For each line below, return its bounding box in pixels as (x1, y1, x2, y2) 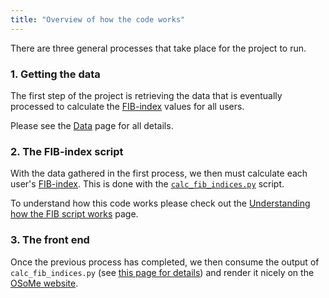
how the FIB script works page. (10, 208, 139, 220)
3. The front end (10, 233, 90, 247)
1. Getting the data (10, 67, 101, 81)
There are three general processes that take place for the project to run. (10, 42, 307, 54)
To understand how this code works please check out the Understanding (10, 197, 311, 210)
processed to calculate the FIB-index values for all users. (10, 100, 245, 112)
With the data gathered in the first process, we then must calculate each (10, 167, 308, 180)
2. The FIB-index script (10, 144, 124, 158)
